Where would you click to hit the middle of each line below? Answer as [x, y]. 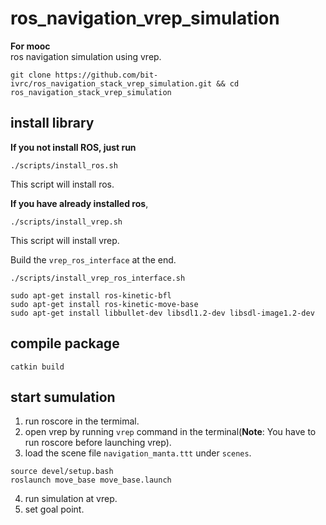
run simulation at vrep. [71, 499]
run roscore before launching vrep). [98, 443]
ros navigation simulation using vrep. [86, 56]
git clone [31, 75]
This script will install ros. [62, 184]
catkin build [37, 367]
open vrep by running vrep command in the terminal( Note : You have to [170, 432]
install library [52, 123]
